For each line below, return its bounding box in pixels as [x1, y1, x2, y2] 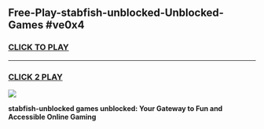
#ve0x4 [46, 19, 85, 32]
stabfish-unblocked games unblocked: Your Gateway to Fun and [8, 103, 223, 113]
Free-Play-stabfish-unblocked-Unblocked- [8, 6, 224, 20]
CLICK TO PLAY [8, 42, 69, 53]
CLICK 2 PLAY [8, 71, 63, 82]
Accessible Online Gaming [8, 112, 97, 121]
